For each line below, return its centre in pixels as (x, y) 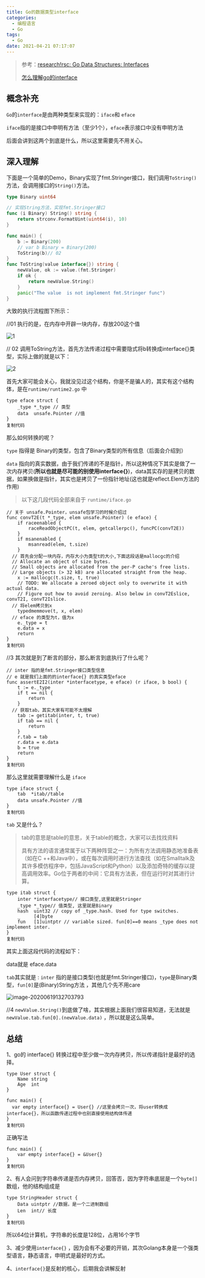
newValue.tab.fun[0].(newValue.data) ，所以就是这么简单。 (82, 1018)
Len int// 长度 (37, 1211)
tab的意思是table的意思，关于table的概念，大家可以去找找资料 (100, 838)
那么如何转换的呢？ (31, 438)
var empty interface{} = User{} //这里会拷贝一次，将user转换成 (90, 1107)
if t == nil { (35, 693)
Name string (32, 1079)
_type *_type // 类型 (44, 407)
